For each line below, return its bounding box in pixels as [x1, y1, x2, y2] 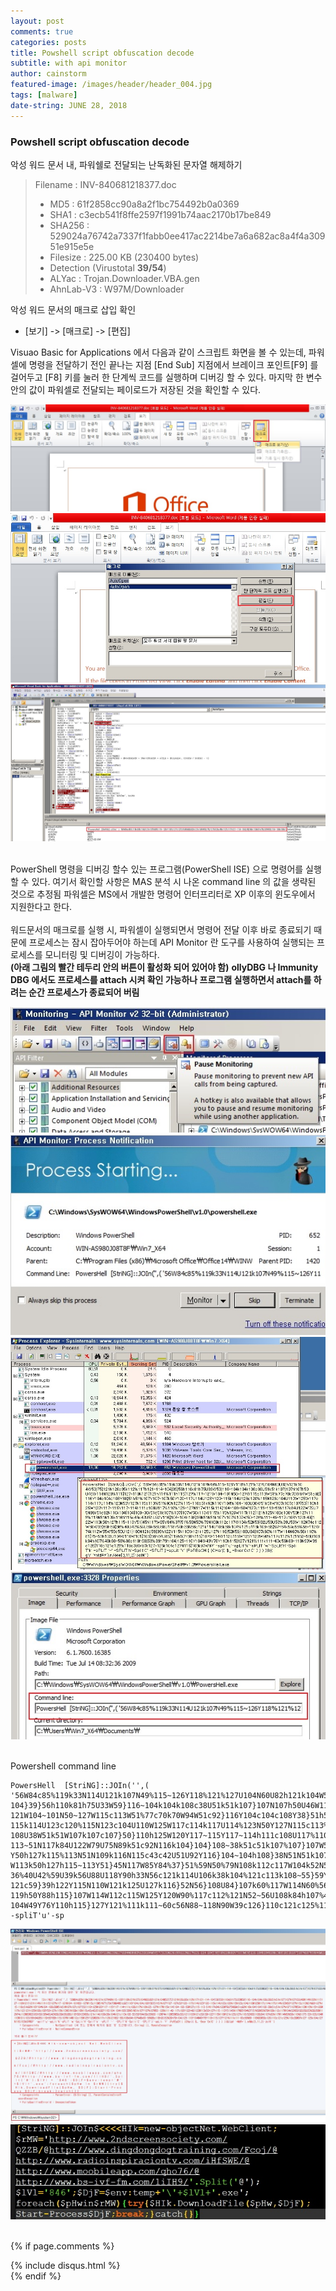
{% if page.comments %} [10, 2240, 115, 2252]
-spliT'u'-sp [10, 1911, 65, 1921]
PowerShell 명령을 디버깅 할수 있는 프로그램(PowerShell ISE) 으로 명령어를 [10, 863, 304, 875]
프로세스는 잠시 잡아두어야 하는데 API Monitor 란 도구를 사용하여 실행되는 [28, 936, 315, 948]
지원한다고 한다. [10, 900, 73, 912]
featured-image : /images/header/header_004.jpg [10, 80, 213, 90]
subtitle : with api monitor [10, 58, 128, 69]
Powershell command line [10, 1760, 117, 1772]
